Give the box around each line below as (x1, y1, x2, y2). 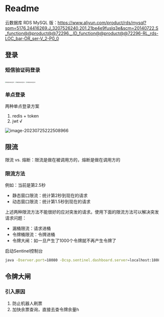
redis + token (12, 113, 39, 119)
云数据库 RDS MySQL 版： (5, 20, 58, 25)
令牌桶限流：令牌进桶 (12, 232, 55, 238)
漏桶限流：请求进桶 (12, 225, 51, 232)
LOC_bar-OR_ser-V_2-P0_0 (5, 35, 60, 41)
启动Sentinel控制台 (5, 248, 43, 254)
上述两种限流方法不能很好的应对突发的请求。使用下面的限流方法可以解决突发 (5, 209, 159, 215)
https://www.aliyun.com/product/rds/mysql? (58, 20, 146, 25)
